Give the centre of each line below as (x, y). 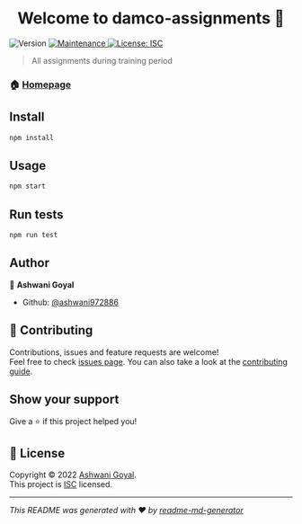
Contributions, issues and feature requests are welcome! (114, 352)
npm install (31, 138)
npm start (28, 187)
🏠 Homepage (40, 84)
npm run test (34, 235)
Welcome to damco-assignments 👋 (151, 18)
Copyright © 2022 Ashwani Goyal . (73, 475)
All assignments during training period (102, 60)
